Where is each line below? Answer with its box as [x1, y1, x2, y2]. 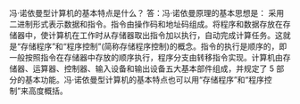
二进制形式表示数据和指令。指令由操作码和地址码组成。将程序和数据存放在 [9, 19, 283, 29]
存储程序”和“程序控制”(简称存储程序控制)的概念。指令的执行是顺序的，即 [21, 41, 287, 52]
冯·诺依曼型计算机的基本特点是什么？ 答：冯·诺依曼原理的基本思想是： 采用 [9, 8, 284, 18]
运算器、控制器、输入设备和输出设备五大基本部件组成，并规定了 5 [32, 63, 275, 74]
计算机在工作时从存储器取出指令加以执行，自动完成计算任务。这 [47, 30, 283, 40]
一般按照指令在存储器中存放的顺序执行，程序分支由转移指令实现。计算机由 [9, 52, 283, 62]
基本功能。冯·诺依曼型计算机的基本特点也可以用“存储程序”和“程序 [24, 75, 265, 84]
